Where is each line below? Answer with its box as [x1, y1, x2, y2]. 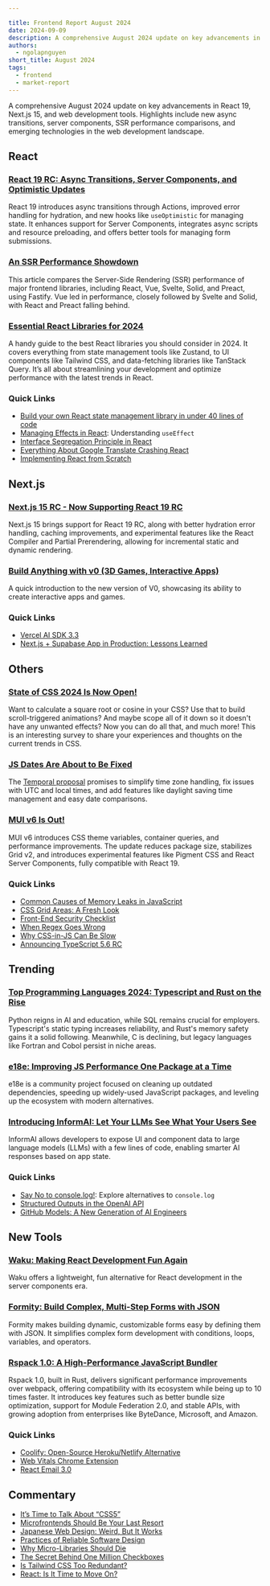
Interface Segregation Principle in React [19, 437, 153, 446]
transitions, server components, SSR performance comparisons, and [8, 117, 235, 127]
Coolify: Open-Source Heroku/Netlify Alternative [19, 1448, 181, 1457]
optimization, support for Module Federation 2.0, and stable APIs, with [8, 1400, 240, 1410]
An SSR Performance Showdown [8, 257, 139, 268]
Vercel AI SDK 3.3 [19, 631, 79, 640]
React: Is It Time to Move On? [19, 1569, 118, 1579]
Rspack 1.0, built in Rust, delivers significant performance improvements [8, 1374, 247, 1384]
